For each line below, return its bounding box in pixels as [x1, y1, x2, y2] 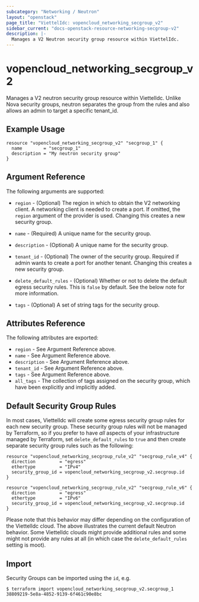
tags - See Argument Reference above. [14, 371, 111, 378]
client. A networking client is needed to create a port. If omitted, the [14, 205, 181, 213]
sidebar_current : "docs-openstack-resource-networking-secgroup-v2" [6, 25, 179, 32]
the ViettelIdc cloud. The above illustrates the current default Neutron [6, 522, 176, 530]
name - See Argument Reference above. [14, 352, 111, 359]
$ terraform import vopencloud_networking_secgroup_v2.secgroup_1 [6, 586, 174, 592]
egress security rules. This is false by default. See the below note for [14, 283, 185, 291]
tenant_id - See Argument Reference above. [14, 364, 124, 372]
